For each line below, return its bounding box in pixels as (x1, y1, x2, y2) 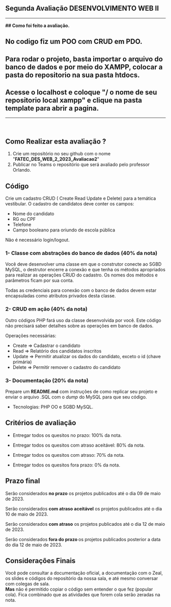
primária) (12, 359, 32, 365)
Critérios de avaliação (5, 418, 76, 427)
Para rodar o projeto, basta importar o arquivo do (5, 55, 163, 63)
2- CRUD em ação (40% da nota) (5, 306, 88, 313)
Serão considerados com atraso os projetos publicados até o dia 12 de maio (5, 521, 165, 527)
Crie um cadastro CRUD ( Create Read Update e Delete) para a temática (5, 195, 156, 201)
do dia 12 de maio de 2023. (5, 542, 63, 548)
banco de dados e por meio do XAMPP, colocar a (5, 62, 163, 71)
